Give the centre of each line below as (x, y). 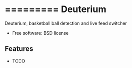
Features (19, 49)
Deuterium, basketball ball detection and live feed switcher (66, 23)
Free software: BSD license (40, 33)
